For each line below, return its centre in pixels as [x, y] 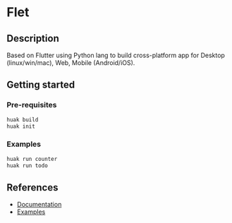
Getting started [41, 85]
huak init [21, 126]
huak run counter [32, 159]
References [32, 187]
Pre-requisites [32, 105]
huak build [23, 120]
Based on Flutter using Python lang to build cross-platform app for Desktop [116, 55]
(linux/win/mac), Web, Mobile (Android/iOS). [71, 63]
